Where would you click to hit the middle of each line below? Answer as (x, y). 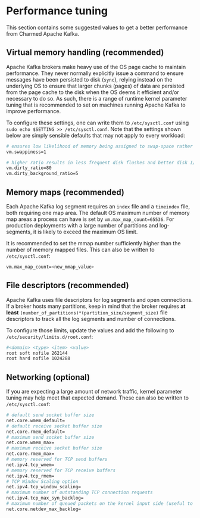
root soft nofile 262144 (37, 353)
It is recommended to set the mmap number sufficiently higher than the (93, 243)
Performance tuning (57, 11)
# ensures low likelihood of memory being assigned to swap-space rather (100, 146)
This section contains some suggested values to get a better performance (97, 27)
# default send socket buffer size (50, 415)
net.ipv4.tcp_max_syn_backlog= (45, 498)
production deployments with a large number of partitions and (82, 225)
